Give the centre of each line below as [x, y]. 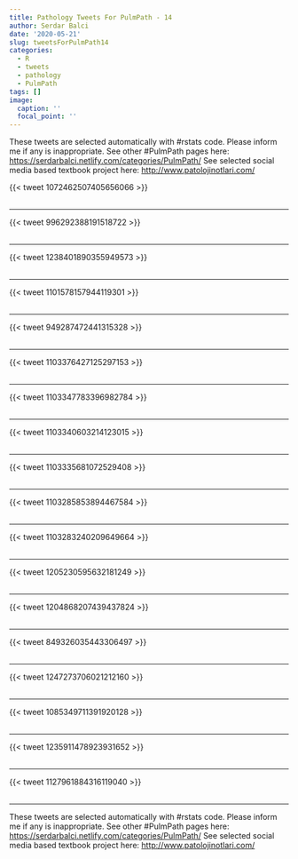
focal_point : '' [47, 116]
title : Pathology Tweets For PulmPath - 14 [91, 17]
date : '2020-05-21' [45, 34]
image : [21, 100]
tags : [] [25, 91]
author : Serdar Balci [49, 26]
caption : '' [39, 108]
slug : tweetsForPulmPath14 [59, 42]
